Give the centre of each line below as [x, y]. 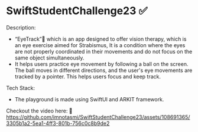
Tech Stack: [21, 88]
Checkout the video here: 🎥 [39, 111]
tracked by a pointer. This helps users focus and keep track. [88, 76]
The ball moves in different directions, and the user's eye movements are [103, 70]
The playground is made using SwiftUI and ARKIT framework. [89, 99]
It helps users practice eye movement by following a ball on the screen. [101, 64]
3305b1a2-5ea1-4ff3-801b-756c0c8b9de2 [58, 123]
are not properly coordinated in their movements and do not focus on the [103, 51]
